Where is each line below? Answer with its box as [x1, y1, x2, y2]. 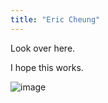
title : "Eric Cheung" [10, 14, 101, 25]
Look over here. [10, 42, 76, 54]
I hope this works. [10, 61, 84, 73]
